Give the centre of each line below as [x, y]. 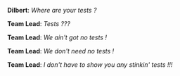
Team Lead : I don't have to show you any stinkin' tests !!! [90, 65]
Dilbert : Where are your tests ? [52, 10]
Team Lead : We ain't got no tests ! [57, 37]
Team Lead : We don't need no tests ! [61, 51]
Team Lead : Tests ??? [39, 24]
